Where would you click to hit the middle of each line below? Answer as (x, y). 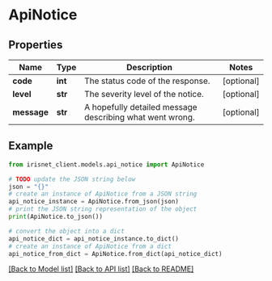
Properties (36, 45)
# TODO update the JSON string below (72, 179)
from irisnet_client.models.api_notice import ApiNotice (106, 164)
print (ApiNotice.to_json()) (56, 217)
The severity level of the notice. (144, 94)
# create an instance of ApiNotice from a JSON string (103, 194)
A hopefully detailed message (140, 107)
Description (149, 67)
